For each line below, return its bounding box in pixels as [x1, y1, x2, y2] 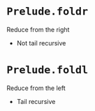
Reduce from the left [6, 84, 66, 92]
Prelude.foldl [6, 64, 89, 77]
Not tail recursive [16, 38, 66, 47]
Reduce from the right [6, 25, 70, 34]
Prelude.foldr [6, 5, 89, 18]
